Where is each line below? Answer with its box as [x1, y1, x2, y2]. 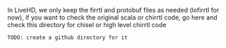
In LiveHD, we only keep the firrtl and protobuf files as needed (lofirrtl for [7, 6, 220, 14]
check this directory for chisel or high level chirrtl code [7, 21, 167, 29]
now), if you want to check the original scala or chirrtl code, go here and [7, 13, 218, 22]
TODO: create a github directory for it [7, 34, 129, 41]
